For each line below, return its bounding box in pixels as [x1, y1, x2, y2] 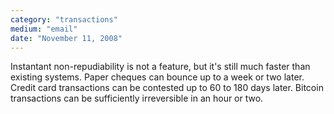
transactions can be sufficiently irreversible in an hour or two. [10, 92, 264, 105]
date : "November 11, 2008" [10, 33, 123, 43]
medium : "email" [10, 24, 78, 34]
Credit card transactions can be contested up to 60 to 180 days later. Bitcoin [10, 82, 324, 94]
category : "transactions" [10, 14, 118, 25]
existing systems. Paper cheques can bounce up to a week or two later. [10, 71, 305, 83]
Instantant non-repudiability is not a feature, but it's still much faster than [10, 61, 311, 73]
